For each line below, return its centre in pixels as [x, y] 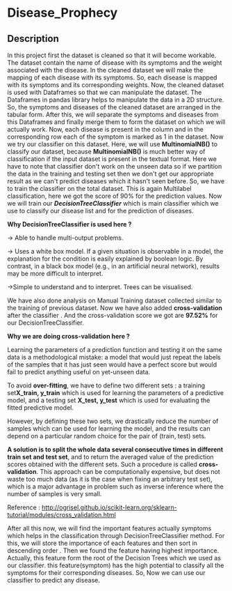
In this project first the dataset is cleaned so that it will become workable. [112, 55]
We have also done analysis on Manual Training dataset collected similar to [115, 300]
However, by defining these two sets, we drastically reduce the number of [113, 421]
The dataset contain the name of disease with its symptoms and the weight [115, 63]
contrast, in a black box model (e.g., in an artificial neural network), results [114, 266]
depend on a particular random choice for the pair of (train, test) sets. [107, 436]
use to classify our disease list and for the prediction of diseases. [100, 211]
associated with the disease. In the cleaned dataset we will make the [105, 70]
